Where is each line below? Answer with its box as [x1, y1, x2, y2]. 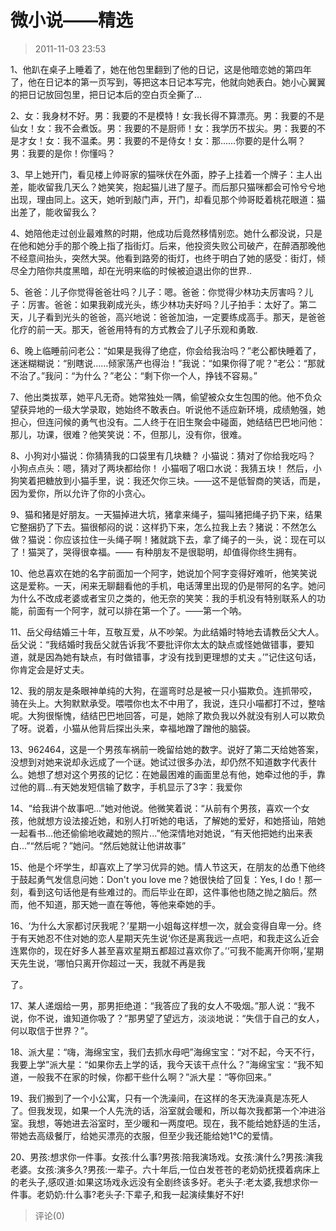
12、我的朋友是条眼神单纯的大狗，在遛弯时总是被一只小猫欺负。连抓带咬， [10, 684, 318, 696]
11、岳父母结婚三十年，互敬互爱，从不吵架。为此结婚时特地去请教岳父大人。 [10, 626, 325, 638]
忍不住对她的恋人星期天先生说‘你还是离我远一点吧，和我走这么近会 [44, 932, 320, 944]
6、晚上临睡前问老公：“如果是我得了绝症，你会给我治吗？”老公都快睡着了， [10, 344, 322, 356]
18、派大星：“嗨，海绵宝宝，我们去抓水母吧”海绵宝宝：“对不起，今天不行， [10, 1046, 320, 1058]
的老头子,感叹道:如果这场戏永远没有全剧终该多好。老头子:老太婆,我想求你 [10, 1176, 310, 1188]
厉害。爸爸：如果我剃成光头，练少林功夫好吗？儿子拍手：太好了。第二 [27, 298, 317, 310]
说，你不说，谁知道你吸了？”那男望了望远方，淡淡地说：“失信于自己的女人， [10, 1012, 325, 1024]
